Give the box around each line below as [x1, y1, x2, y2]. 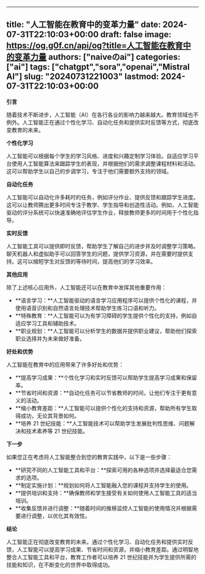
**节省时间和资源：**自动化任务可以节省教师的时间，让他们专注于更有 [15, 389, 192, 396]
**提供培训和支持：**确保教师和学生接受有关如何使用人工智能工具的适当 [15, 489, 197, 496]
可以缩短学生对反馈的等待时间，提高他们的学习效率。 [22, 257, 156, 265]
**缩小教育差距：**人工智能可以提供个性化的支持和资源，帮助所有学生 [15, 404, 192, 411]
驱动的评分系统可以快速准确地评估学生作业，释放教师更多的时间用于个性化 [6, 208, 193, 216]
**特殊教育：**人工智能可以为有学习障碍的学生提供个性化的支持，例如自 [15, 312, 197, 319]
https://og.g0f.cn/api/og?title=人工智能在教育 [6, 40, 183, 51]
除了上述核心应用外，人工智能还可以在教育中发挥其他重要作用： [6, 284, 167, 291]
